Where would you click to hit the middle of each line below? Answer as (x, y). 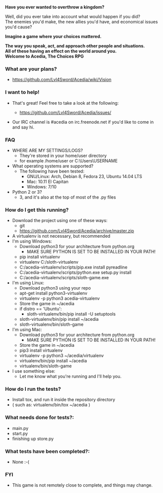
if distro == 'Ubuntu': (41, 309)
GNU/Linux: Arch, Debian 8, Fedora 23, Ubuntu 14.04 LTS (84, 176)
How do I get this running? (37, 210)
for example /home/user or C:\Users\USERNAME (69, 160)
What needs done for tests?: (40, 418)
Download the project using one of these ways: (60, 221)
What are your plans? (31, 69)
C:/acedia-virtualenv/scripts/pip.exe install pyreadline (73, 267)
